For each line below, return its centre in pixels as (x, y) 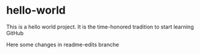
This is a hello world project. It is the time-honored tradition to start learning (100, 27)
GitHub (15, 33)
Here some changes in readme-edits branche (63, 45)
